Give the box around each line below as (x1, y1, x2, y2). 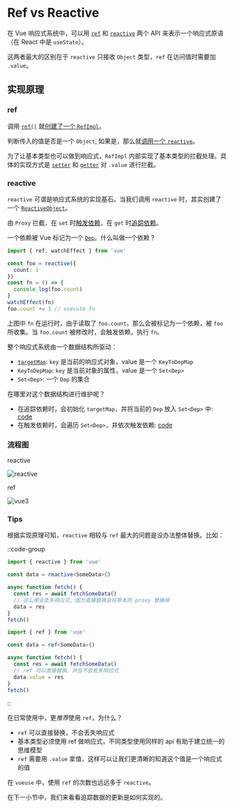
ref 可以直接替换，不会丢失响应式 (17, 728, 115, 737)
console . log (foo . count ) (13, 286, 82, 293)
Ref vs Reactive (7, 5, 100, 21)
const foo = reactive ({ (7, 260, 77, 267)
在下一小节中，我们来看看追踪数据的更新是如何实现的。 (7, 793, 166, 802)
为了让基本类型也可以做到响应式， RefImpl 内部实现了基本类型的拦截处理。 (7, 152, 221, 160)
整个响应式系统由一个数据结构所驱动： (7, 342, 117, 351)
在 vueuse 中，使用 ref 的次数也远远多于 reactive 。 (7, 778, 155, 787)
